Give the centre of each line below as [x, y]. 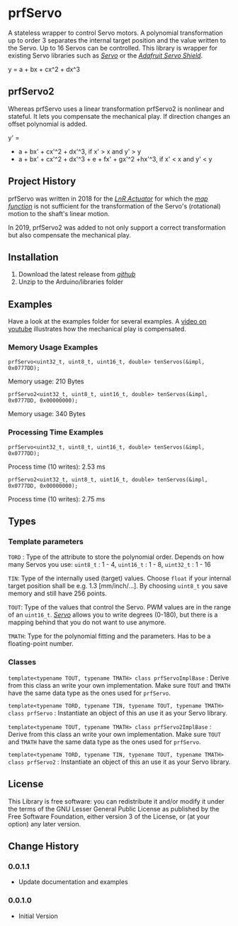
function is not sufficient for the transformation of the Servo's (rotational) [115, 206]
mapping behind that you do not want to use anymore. [87, 622]
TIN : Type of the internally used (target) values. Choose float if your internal [120, 578]
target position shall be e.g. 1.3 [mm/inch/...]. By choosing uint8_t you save [118, 586]
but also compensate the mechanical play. [70, 235]
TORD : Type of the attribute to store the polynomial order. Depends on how [117, 557]
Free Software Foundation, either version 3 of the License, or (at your [109, 816]
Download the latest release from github [77, 275]
